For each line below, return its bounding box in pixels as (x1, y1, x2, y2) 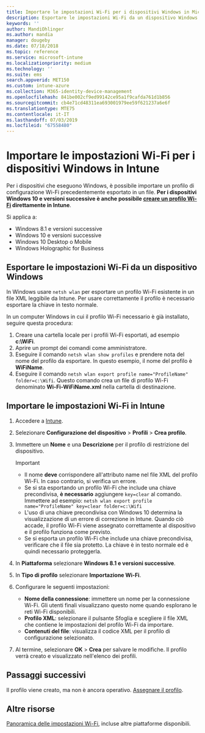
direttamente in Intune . (12, 202, 71, 209)
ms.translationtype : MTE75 (6, 105, 75, 112)
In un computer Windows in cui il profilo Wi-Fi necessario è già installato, (6, 313, 190, 320)
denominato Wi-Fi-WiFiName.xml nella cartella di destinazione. (15, 383, 176, 390)
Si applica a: (6, 213, 37, 221)
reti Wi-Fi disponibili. (24, 608, 76, 615)
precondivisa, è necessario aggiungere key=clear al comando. (24, 490, 182, 498)
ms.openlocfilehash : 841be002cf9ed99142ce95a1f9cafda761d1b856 (6, 94, 171, 100)
